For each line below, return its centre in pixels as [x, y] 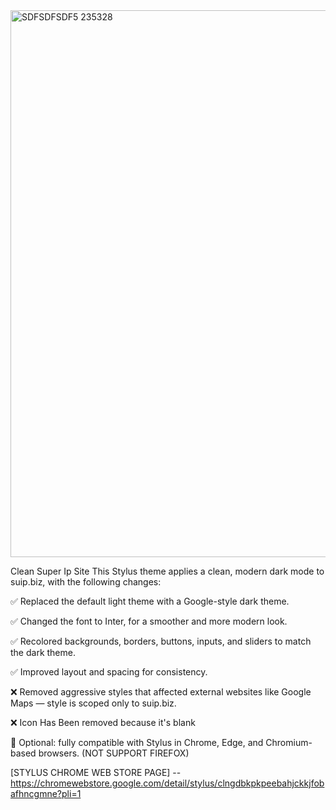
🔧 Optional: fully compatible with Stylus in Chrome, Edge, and [137, 742]
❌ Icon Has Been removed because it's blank [103, 722]
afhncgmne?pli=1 [46, 793]
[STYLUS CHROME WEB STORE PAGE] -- [96, 772]
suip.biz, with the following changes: [86, 582]
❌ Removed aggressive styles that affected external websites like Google [161, 692]
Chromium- [289, 742]
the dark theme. [43, 652]
